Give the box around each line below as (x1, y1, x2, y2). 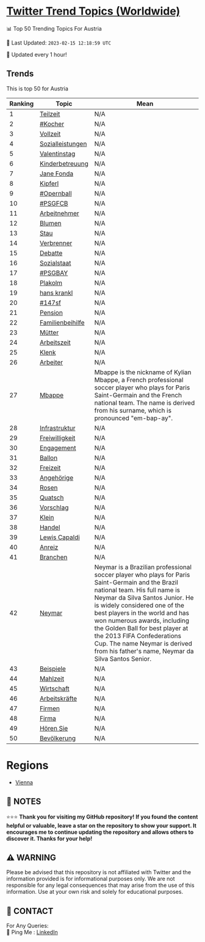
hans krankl (39, 289, 73, 297)
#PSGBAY (39, 268, 68, 277)
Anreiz (39, 543, 59, 551)
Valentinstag (39, 149, 76, 158)
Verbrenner (39, 238, 73, 247)
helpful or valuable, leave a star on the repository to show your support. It (6, 822, 197, 829)
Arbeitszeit (39, 338, 71, 347)
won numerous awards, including (94, 616, 190, 625)
